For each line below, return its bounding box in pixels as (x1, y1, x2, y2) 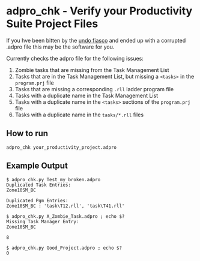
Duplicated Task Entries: (6, 182, 71, 188)
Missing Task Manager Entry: (6, 218, 79, 224)
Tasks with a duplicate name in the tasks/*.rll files (14, 111, 144, 118)
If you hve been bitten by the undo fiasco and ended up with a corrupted (6, 37, 186, 44)
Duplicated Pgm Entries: (6, 197, 68, 203)
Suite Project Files (6, 17, 98, 31)
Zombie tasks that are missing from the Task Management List (14, 66, 169, 73)
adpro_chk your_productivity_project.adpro (6, 144, 117, 151)
